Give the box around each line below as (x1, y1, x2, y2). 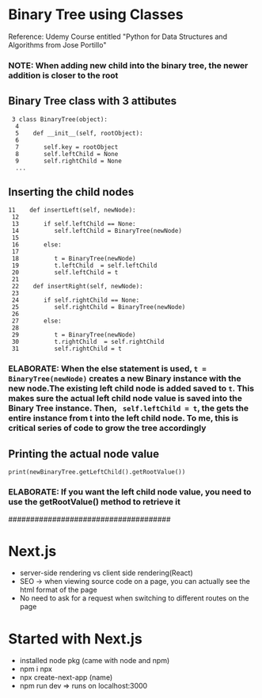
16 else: (11, 241, 62, 249)
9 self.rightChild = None (15, 157, 123, 165)
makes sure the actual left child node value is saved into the (8, 393, 243, 404)
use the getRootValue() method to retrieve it (8, 497, 180, 508)
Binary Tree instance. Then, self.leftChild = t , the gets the (8, 402, 249, 414)
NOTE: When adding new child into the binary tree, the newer (8, 59, 249, 71)
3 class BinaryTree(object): (11, 115, 108, 124)
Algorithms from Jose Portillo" (8, 40, 107, 49)
